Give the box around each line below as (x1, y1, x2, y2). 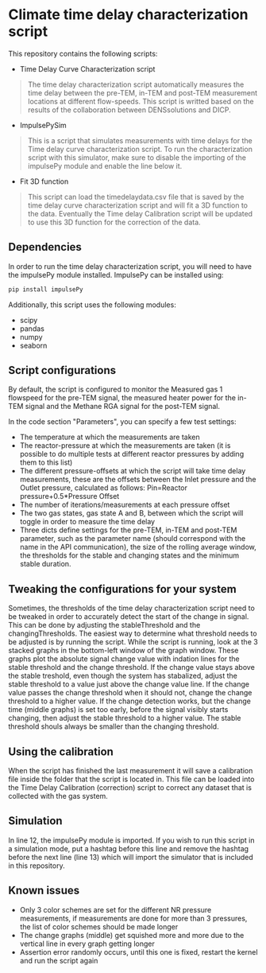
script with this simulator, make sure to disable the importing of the (27, 153, 246, 162)
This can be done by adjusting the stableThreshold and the (8, 621, 201, 630)
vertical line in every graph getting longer (19, 939, 155, 948)
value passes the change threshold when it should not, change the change (8, 688, 253, 698)
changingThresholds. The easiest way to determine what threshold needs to (8, 629, 257, 638)
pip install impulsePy (8, 285, 83, 294)
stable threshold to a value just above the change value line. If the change (8, 679, 250, 689)
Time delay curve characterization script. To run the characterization (27, 144, 253, 154)
